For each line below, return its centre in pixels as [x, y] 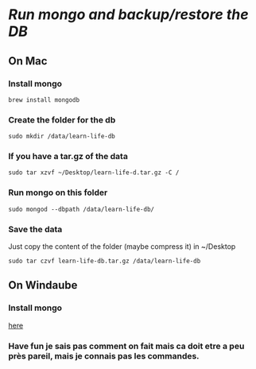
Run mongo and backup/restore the [128, 15]
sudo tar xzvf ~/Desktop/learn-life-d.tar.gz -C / [94, 173]
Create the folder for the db [62, 119]
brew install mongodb [44, 100]
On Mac [28, 61]
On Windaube [43, 285]
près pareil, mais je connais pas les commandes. [104, 355]
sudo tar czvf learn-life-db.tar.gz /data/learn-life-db [105, 261]
